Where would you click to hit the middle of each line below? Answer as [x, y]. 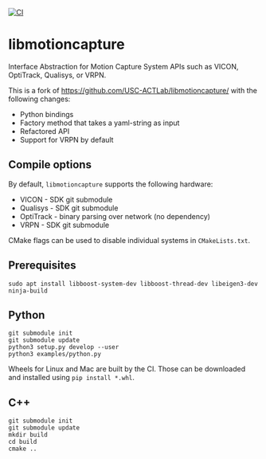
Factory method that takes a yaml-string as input [100, 123]
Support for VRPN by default [66, 139]
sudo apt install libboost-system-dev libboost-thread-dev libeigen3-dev [133, 284]
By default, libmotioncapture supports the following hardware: [111, 184]
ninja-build [28, 291]
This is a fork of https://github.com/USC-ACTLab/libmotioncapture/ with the [133, 90]
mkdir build [28, 435]
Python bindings [47, 114]
